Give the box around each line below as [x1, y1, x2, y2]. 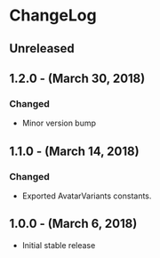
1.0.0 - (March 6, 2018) [9, 216, 138, 231]
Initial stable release [21, 239, 96, 250]
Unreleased [9, 41, 76, 56]
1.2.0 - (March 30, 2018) [9, 70, 146, 85]
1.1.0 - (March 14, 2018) [9, 143, 140, 158]
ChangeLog [9, 5, 97, 26]
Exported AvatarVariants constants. [21, 190, 152, 201]
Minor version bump [21, 117, 96, 129]
